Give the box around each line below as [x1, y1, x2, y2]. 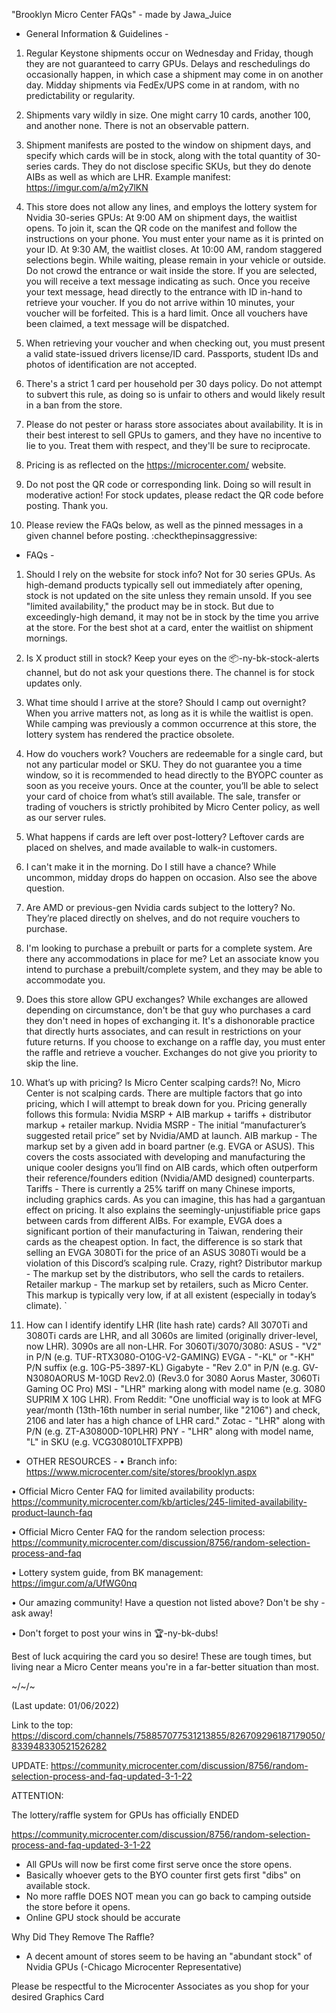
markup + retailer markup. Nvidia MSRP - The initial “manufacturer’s [25, 1119, 307, 1131]
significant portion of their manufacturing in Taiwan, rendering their [25, 1225, 304, 1237]
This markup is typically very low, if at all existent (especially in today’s [25, 1289, 317, 1301]
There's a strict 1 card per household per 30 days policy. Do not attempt [25, 378, 323, 389]
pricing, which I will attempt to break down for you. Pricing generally [25, 1098, 308, 1109]
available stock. [25, 1880, 91, 1891]
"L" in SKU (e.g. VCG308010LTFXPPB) [25, 1436, 184, 1448]
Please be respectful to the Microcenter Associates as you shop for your [11, 1980, 310, 1992]
